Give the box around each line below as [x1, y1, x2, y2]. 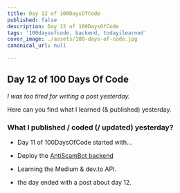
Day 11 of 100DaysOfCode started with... [17, 139, 133, 147]
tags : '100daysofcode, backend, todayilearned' [7, 29, 147, 37]
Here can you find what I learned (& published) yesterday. [7, 105, 172, 114]
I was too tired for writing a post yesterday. [7, 92, 130, 100]
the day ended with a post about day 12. [17, 179, 132, 187]
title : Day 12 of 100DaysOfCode [7, 10, 100, 17]
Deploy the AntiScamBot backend [17, 152, 114, 160]
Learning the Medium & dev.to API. [17, 165, 116, 173]
